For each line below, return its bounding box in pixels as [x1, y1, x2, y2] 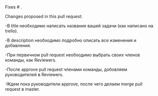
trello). [5, 28, 18, 33]
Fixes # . [5, 4, 22, 10]
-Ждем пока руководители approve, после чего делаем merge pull [5, 81, 142, 87]
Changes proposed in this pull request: [5, 14, 83, 19]
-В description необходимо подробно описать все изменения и [5, 37, 137, 43]
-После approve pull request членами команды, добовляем [5, 66, 127, 72]
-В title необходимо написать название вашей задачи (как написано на [5, 23, 154, 29]
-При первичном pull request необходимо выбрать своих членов [5, 52, 140, 58]
